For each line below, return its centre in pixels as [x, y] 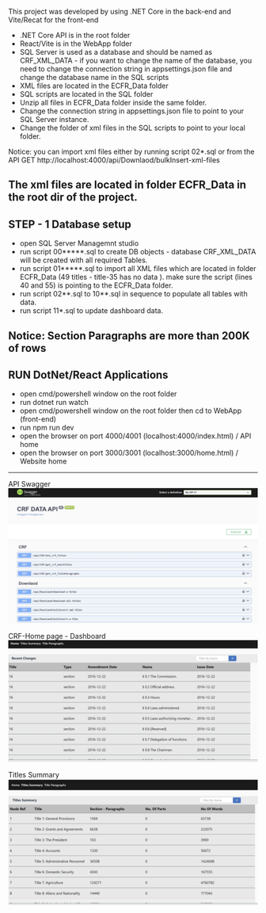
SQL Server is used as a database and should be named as [116, 52]
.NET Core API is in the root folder [75, 35]
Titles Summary [34, 775]
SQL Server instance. [54, 119]
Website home [43, 461]
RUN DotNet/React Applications [88, 374]
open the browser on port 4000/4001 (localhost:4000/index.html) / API [135, 436]
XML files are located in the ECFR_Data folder [94, 86]
